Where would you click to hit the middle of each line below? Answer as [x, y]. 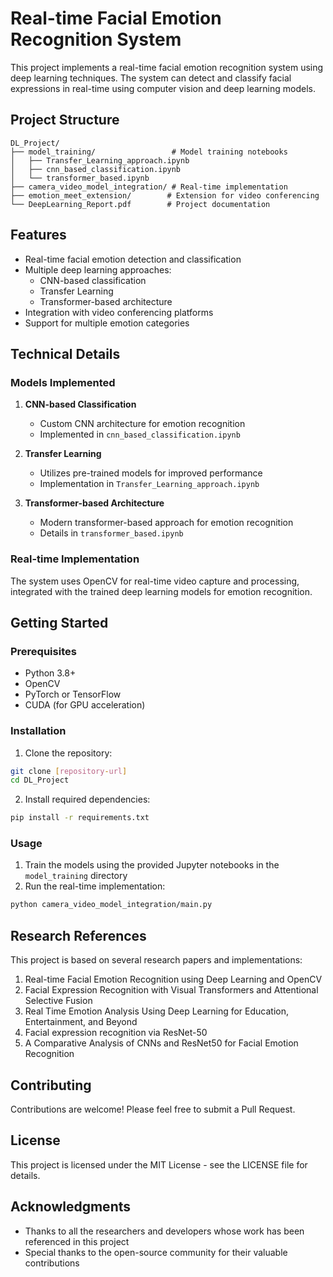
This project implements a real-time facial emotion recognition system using [167, 67]
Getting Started [59, 622]
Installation [38, 731]
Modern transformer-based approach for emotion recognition [166, 523]
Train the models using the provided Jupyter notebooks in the [152, 865]
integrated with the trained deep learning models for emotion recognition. [161, 591]
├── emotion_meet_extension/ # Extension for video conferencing [165, 195]
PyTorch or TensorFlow [73, 694]
